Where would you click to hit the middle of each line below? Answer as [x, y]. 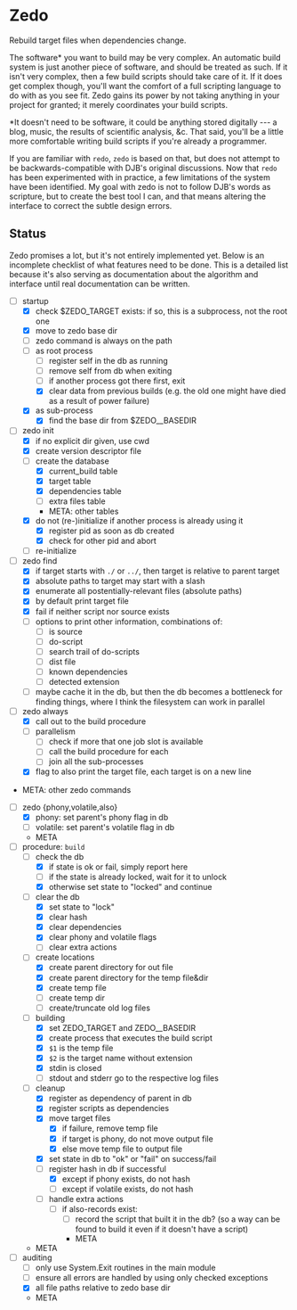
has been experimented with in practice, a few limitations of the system [140, 177]
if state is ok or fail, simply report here [118, 867]
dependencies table [85, 490]
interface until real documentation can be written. [100, 284]
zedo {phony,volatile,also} [70, 807]
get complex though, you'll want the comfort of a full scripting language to [145, 86]
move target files [80, 1118]
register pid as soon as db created [112, 531]
